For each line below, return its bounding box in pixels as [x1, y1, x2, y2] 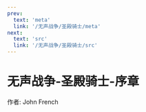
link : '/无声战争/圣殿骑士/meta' [13, 23, 101, 30]
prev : [7, 10, 23, 17]
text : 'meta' [13, 16, 51, 23]
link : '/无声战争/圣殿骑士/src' [13, 42, 98, 49]
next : [7, 29, 23, 36]
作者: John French [7, 98, 59, 106]
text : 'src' [13, 36, 48, 43]
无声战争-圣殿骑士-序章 [7, 74, 140, 89]
